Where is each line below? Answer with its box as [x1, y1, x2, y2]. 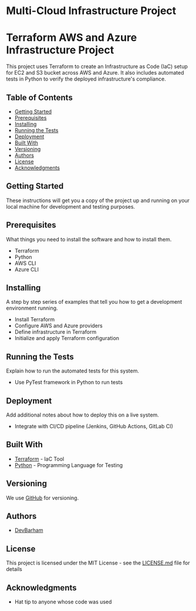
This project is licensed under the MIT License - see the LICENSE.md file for [6, 559, 190, 566]
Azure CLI [14, 266, 39, 273]
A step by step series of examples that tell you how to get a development [6, 298, 183, 305]
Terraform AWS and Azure [6, 31, 137, 45]
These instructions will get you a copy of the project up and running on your [6, 197, 190, 204]
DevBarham [14, 527, 43, 534]
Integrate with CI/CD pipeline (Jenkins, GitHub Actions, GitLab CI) [14, 423, 173, 429]
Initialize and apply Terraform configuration [14, 335, 119, 342]
